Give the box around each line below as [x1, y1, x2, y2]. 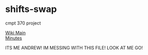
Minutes [5, 35, 22, 41]
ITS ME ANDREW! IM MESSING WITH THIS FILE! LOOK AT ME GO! [5, 44, 143, 50]
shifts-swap [5, 3, 57, 15]
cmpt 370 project [5, 20, 41, 26]
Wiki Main [5, 29, 26, 35]
